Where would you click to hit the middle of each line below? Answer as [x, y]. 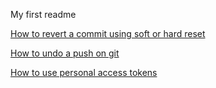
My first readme [43, 14]
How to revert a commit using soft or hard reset [108, 33]
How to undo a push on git [65, 53]
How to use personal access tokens [84, 72]
